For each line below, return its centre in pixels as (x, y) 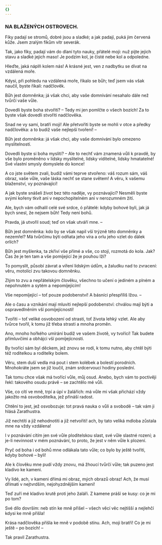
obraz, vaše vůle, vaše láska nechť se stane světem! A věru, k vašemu (75, 178)
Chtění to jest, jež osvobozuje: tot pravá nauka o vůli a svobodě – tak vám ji (80, 406)
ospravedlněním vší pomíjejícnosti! (39, 309)
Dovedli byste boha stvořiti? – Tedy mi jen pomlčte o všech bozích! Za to (77, 110)
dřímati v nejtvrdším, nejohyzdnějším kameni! (50, 484)
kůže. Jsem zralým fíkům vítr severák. (43, 42)
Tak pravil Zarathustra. (27, 537)
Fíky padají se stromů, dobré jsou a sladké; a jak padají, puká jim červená (78, 37)
